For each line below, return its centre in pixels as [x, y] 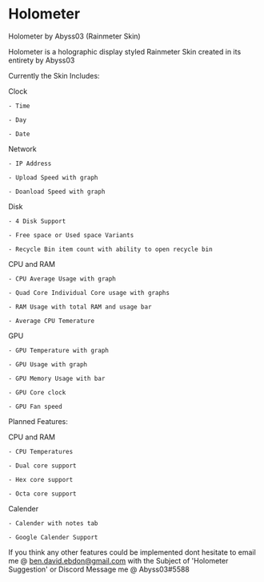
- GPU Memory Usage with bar [57, 378]
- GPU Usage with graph [48, 364]
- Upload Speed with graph [53, 177]
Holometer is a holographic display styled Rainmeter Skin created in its [125, 51]
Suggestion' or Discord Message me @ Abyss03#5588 [99, 569]
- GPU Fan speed [35, 406]
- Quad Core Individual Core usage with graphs [89, 293]
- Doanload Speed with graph [57, 192]
